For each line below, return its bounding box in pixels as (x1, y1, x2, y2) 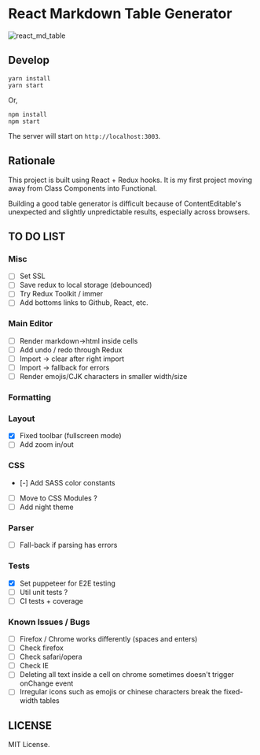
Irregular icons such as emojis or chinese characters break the (19, 687, 222, 697)
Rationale (8, 154, 56, 168)
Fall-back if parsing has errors (19, 541, 118, 550)
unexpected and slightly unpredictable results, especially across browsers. (8, 206, 251, 217)
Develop (8, 54, 49, 67)
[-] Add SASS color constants (19, 478, 115, 487)
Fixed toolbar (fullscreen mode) (19, 431, 122, 441)
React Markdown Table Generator (8, 5, 233, 23)
